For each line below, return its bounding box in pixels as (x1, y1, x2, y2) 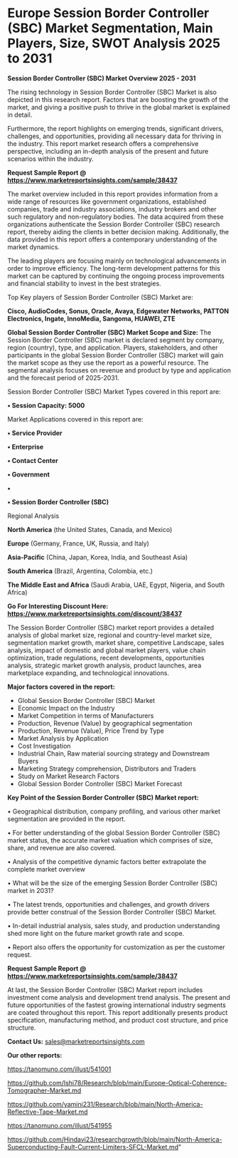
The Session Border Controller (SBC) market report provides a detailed (7, 623, 215, 632)
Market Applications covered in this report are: (7, 414, 144, 423)
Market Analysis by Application (17, 734, 109, 742)
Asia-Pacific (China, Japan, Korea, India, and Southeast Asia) (7, 553, 188, 561)
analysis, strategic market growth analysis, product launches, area (7, 661, 202, 669)
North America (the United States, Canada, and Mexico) (7, 525, 173, 533)
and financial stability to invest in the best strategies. (7, 279, 161, 288)
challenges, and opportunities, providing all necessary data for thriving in (7, 132, 222, 140)
